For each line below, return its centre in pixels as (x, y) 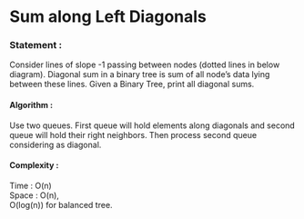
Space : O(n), (34, 195)
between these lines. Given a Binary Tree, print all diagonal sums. (132, 85)
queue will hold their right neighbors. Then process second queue (133, 134)
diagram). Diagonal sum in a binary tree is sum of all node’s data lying (140, 75)
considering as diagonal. (56, 144)
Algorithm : (31, 105)
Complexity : (34, 165)
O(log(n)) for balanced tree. (61, 204)
